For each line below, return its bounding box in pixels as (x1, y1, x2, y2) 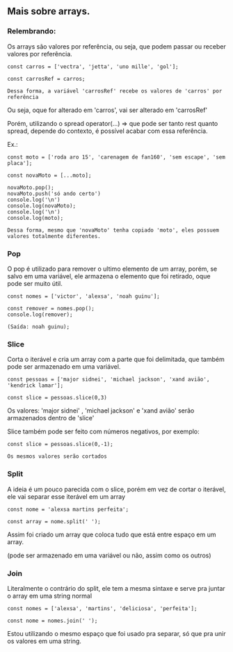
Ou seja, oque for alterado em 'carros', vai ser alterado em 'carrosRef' (7, 106, 208, 114)
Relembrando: (7, 26, 56, 36)
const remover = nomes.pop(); (7, 305, 95, 312)
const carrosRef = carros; (7, 75, 86, 82)
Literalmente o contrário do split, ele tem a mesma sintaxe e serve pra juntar (7, 584, 226, 592)
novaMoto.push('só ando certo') (7, 190, 101, 197)
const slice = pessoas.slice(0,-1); (7, 441, 113, 448)
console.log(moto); (7, 214, 64, 221)
